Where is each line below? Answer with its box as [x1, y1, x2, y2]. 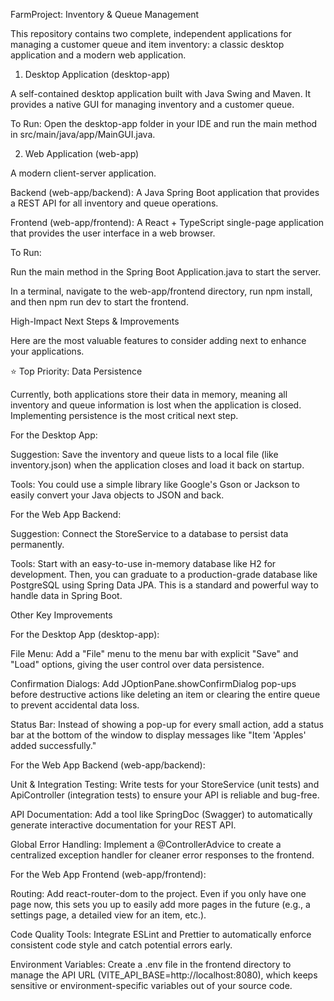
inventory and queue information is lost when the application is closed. [10, 399, 302, 411]
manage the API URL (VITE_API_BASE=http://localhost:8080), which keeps [10, 969, 318, 981]
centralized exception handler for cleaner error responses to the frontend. [10, 849, 315, 861]
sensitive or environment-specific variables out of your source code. [10, 980, 293, 991]
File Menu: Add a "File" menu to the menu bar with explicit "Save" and [10, 648, 299, 659]
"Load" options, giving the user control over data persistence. [10, 659, 265, 670]
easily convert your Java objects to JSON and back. [10, 489, 225, 501]
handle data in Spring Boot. [10, 590, 123, 601]
